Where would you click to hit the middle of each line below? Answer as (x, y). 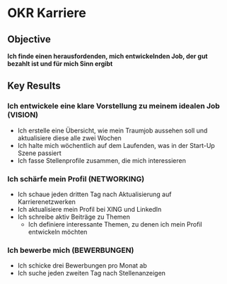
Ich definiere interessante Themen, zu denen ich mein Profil (115, 224)
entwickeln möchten (58, 232)
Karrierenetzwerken (47, 201)
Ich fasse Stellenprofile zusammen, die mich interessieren (101, 160)
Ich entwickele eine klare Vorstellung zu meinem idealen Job (114, 106)
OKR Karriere (47, 13)
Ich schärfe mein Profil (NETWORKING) (76, 178)
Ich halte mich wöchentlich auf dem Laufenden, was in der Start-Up (116, 145)
